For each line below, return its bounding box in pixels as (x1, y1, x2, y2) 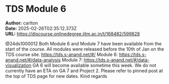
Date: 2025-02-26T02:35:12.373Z (5, 25, 77, 31)
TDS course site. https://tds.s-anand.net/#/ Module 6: (5, 51, 118, 58)
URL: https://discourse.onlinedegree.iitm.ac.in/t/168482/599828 (5, 31, 140, 37)
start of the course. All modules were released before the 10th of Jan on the (5, 46, 164, 52)
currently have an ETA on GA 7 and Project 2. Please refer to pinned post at (5, 67, 163, 74)
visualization (5, 62, 32, 68)
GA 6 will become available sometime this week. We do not (32, 62, 156, 68)
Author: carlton (5, 20, 38, 26)
